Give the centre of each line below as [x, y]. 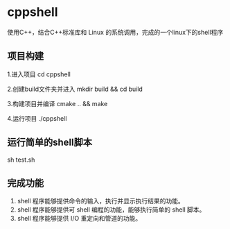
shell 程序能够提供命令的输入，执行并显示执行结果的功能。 [101, 201]
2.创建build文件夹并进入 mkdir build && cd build [75, 89]
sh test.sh [21, 160]
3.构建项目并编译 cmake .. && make [57, 103]
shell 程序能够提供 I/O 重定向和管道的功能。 [79, 219]
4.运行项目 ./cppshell [37, 118]
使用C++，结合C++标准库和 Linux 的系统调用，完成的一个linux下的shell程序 [115, 32]
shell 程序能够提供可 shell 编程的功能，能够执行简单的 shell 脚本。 [111, 210]
